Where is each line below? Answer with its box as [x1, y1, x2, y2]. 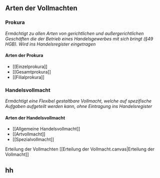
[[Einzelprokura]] [12, 63, 47, 69]
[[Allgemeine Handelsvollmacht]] [12, 126, 80, 132]
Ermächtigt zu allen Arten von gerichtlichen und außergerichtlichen [5, 30, 144, 36]
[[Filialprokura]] [12, 74, 45, 80]
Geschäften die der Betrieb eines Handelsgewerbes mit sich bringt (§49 [5, 35, 153, 41]
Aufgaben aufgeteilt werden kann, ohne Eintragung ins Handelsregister [5, 103, 152, 109]
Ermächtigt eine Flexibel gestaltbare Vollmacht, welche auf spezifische [5, 98, 151, 104]
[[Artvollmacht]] [12, 131, 45, 137]
